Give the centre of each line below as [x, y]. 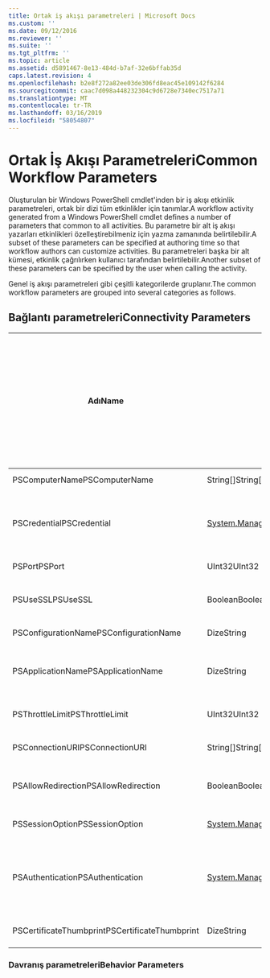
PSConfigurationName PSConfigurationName [97, 633]
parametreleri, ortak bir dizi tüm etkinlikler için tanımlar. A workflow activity [131, 208]
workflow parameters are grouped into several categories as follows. [122, 292]
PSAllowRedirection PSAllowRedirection [86, 786]
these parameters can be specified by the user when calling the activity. [128, 268]
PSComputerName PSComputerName [83, 480]
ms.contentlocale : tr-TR [50, 105]
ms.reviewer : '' [35, 38]
